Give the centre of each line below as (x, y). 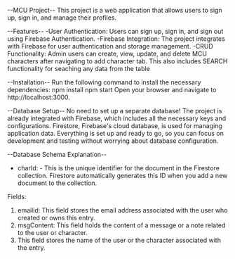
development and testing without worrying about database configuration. (113, 141)
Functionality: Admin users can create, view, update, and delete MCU (107, 53)
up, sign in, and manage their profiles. (62, 18)
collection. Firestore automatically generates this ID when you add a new (122, 176)
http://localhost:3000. (39, 97)
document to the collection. (57, 183)
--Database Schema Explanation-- (57, 154)
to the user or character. (52, 233)
